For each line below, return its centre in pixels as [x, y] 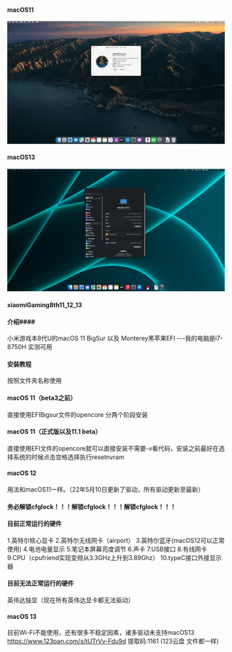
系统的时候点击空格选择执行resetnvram [68, 457]
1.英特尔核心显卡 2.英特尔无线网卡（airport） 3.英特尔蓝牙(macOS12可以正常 [116, 540]
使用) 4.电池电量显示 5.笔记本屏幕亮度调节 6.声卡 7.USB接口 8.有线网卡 [107, 549]
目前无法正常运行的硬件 [40, 584]
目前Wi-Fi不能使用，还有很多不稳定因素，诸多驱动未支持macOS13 [101, 633]
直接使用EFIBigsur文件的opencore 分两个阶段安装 [78, 414]
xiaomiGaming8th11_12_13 [45, 305]
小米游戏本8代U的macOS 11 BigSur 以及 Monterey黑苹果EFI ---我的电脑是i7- [115, 338]
